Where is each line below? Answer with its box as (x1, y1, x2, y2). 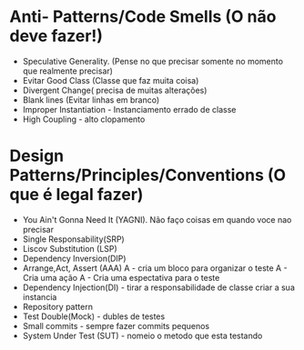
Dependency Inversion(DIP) (22, 253, 127, 264)
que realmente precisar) (22, 65, 114, 76)
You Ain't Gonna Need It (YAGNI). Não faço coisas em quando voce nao (22, 214, 292, 225)
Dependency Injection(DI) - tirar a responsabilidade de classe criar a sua (22, 282, 296, 293)
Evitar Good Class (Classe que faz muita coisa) (22, 75, 199, 85)
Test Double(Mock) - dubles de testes (22, 311, 166, 322)
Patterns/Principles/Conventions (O (9, 165, 287, 185)
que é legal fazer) (9, 185, 144, 205)
